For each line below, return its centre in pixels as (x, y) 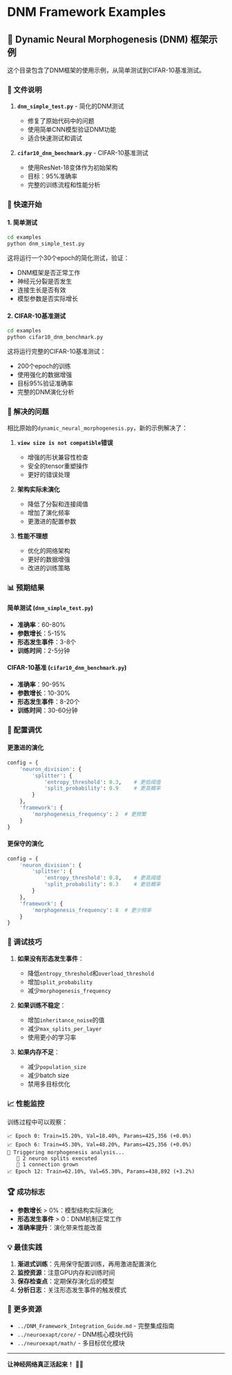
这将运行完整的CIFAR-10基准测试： (57, 352)
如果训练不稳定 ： (41, 1005)
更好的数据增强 (49, 559)
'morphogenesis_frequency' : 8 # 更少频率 (92, 910)
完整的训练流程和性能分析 (64, 185)
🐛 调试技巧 (25, 942)
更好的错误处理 (49, 475)
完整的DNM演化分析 (46, 392)
